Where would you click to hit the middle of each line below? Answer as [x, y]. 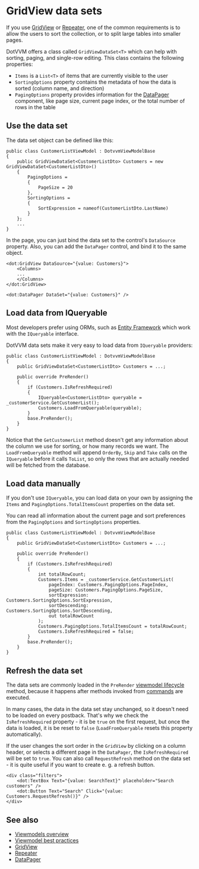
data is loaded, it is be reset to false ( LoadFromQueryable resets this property [99, 728]
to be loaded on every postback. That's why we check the [77, 715]
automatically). [24, 734]
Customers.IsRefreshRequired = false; [86, 632]
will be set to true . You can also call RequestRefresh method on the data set [98, 759]
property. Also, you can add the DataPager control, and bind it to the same [96, 246]
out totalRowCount [71, 616]
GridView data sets [54, 11]
